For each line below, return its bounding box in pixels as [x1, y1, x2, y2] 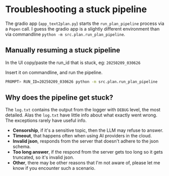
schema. [12, 143, 31, 150]
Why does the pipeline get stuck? [5, 93, 113, 102]
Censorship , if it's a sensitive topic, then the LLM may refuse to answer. [12, 127, 163, 133]
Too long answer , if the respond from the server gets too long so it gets [12, 149, 163, 155]
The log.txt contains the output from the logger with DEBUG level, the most [5, 107, 161, 113]
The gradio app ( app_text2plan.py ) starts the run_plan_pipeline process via [5, 20, 164, 26]
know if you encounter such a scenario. [12, 165, 95, 171]
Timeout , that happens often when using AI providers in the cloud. [12, 133, 152, 139]
